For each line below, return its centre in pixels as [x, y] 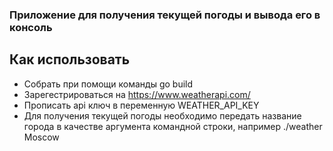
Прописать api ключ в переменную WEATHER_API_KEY [141, 105]
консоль [31, 27]
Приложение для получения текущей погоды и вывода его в [165, 15]
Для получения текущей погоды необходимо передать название [162, 115]
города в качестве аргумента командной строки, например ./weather [173, 126]
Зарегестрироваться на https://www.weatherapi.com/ [137, 94]
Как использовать [70, 59]
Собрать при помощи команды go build [108, 84]
